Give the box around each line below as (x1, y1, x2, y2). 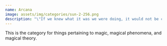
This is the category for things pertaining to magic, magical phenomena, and (5, 30, 162, 36)
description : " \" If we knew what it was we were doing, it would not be (5, 16, 159, 21)
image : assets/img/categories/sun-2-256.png (5, 12, 99, 17)
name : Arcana (5, 7, 32, 12)
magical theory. (5, 35, 37, 41)
